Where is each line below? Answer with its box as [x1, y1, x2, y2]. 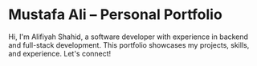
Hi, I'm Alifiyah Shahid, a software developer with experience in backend [8, 32, 249, 41]
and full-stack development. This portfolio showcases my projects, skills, [8, 40, 250, 49]
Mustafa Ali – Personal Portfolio [8, 6, 222, 24]
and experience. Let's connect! [8, 49, 112, 58]
